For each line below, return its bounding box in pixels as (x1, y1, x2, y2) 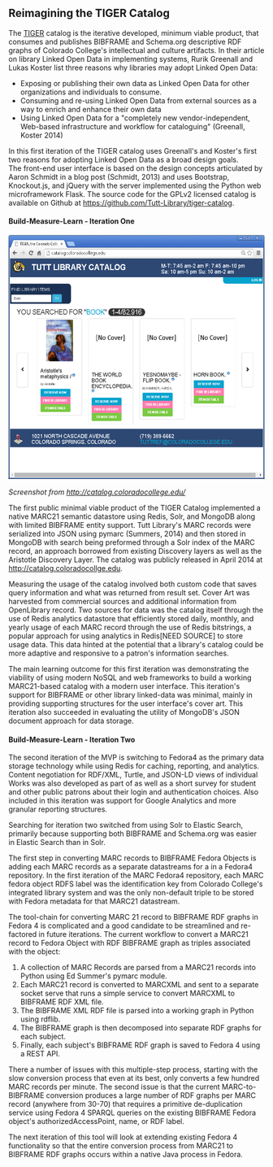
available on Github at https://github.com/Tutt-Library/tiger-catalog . (8, 198, 235, 207)
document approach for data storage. (8, 716, 134, 726)
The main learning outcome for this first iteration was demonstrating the (8, 664, 249, 674)
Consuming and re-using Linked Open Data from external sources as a (19, 95, 258, 105)
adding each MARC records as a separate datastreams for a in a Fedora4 (8, 862, 253, 872)
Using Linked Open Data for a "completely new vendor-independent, (19, 113, 250, 123)
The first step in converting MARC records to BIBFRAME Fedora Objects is (8, 853, 257, 863)
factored (8, 930, 37, 939)
